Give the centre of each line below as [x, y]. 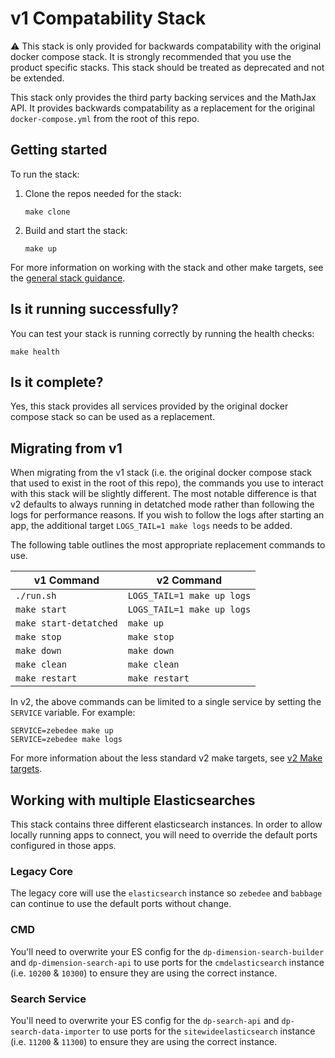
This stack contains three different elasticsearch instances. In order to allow [166, 824]
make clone [47, 212]
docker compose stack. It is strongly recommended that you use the [151, 56]
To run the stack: [45, 174]
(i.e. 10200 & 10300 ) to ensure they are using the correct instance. [144, 973]
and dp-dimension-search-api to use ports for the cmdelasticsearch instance [167, 962]
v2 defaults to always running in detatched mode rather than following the [162, 504]
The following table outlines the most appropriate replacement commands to [168, 545]
